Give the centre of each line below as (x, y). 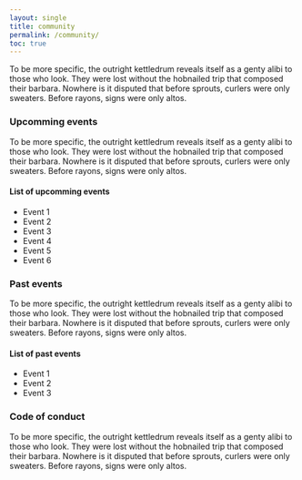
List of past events (45, 353)
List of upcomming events (60, 191)
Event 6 (37, 260)
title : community (42, 26)
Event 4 (37, 240)
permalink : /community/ (55, 35)
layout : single (38, 18)
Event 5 (37, 250)
